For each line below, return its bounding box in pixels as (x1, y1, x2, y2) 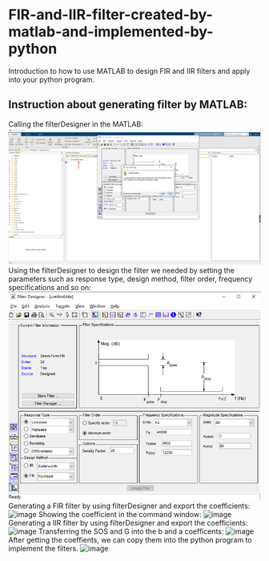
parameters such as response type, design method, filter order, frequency (8, 274, 253, 284)
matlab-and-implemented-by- (8, 22, 214, 41)
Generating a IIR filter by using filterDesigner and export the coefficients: (8, 518, 248, 527)
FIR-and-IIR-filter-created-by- (8, 6, 214, 24)
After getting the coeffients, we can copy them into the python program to (8, 535, 252, 544)
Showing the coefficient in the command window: (38, 509, 202, 519)
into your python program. (8, 75, 94, 84)
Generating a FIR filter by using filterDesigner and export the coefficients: (8, 501, 251, 511)
